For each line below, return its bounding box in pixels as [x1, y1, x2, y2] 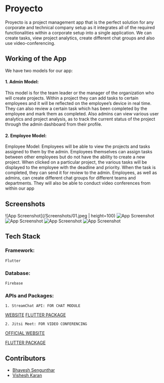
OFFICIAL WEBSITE [5, 330, 45, 336]
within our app [5, 185, 35, 191]
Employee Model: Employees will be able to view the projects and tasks [5, 143, 151, 149]
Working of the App [5, 55, 67, 63]
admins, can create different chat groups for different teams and [5, 175, 136, 181]
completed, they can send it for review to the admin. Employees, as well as [5, 170, 157, 175]
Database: [5, 270, 31, 277]
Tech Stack [5, 232, 41, 241]
